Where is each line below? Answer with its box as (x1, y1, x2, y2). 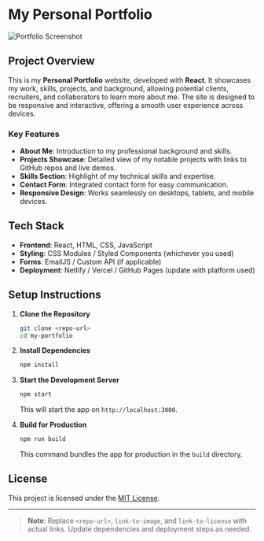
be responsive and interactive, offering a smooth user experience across (8, 100, 244, 109)
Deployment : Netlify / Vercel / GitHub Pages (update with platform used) (19, 265, 255, 275)
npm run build (19, 435, 66, 443)
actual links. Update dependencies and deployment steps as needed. (27, 524, 251, 533)
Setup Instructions (8, 288, 101, 302)
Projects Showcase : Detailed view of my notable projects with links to (19, 155, 247, 165)
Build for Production (19, 420, 87, 430)
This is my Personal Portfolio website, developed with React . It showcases (8, 75, 251, 84)
